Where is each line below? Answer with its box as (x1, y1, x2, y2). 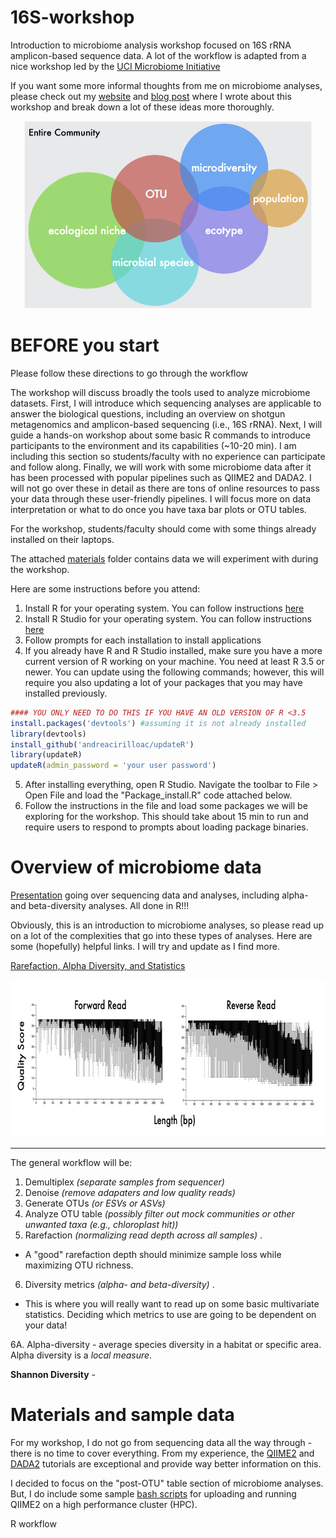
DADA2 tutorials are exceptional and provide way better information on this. (10, 1458, 322, 1470)
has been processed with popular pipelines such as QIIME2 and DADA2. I (10, 471, 312, 483)
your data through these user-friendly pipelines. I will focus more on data (10, 492, 312, 505)
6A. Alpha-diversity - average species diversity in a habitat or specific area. (10, 1339, 322, 1351)
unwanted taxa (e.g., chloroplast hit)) (24, 1219, 179, 1231)
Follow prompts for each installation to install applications (24, 634, 262, 646)
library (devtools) (10, 729, 87, 739)
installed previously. (24, 687, 108, 699)
